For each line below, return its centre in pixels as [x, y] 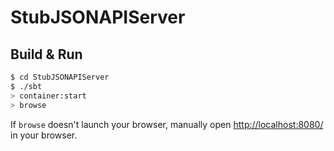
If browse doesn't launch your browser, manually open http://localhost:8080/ [167, 124]
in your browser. [44, 135]
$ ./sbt [26, 86]
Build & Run [46, 54]
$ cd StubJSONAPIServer [60, 77]
